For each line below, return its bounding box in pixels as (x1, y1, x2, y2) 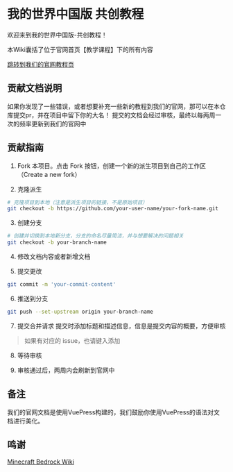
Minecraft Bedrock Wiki (7, 457, 75, 466)
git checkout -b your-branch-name (7, 239, 107, 246)
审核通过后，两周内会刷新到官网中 (17, 366, 115, 374)
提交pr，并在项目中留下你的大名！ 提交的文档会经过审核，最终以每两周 (12, 110, 216, 119)
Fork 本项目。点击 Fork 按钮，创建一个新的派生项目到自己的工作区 (17, 161, 207, 170)
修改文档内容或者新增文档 (17, 253, 91, 261)
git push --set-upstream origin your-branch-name (7, 308, 154, 315)
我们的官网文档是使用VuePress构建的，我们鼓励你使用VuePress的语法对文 (7, 407, 221, 416)
